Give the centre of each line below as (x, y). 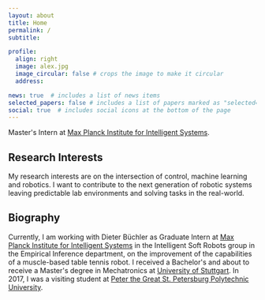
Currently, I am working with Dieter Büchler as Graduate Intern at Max (121, 237)
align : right (37, 59)
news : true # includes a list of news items (84, 96)
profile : (22, 52)
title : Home (28, 23)
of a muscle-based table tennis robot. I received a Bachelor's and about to (129, 262)
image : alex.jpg (42, 67)
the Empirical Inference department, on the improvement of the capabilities (130, 253)
